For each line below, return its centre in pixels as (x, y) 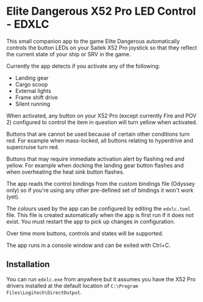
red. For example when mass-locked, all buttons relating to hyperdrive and (100, 140)
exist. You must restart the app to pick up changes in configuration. (91, 221)
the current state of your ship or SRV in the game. (69, 54)
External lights (33, 90)
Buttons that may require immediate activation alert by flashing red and (95, 159)
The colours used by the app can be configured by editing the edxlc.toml (98, 208)
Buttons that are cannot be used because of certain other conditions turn (98, 134)
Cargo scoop (31, 84)
